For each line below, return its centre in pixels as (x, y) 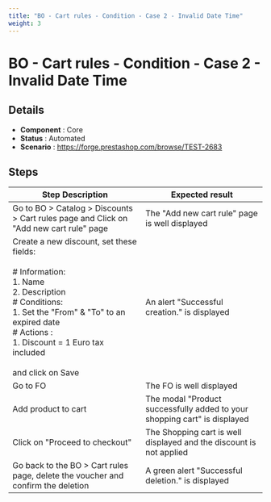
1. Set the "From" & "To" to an (69, 312)
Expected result (202, 195)
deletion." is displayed (187, 481)
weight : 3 (25, 23)
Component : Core (51, 129)
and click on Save (46, 373)
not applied (166, 453)
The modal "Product (183, 399)
